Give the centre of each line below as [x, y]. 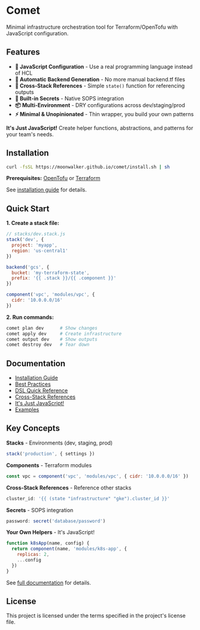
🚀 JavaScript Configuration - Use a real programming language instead [104, 66]
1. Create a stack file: [33, 223]
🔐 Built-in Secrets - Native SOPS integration [69, 98]
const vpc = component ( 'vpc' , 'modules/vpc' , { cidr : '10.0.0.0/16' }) [97, 476]
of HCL [24, 73]
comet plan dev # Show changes [52, 328]
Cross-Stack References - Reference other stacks [69, 488]
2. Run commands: [30, 317]
